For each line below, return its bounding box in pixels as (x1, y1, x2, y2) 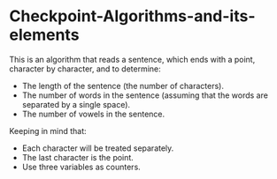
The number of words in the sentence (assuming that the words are (21, 90, 268, 101)
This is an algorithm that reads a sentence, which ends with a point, (9, 54, 256, 64)
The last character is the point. (21, 152, 135, 162)
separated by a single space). (21, 99, 131, 109)
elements (9, 25, 80, 45)
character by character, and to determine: (9, 63, 161, 74)
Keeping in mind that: (9, 125, 87, 136)
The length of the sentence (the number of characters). (21, 80, 224, 91)
